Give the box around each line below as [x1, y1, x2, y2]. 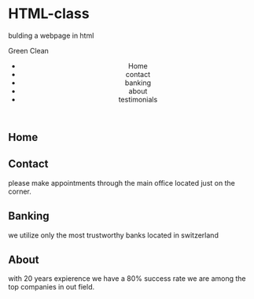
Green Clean [8, 46, 50, 55]
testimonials [118, 94, 158, 104]
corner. [8, 186, 31, 196]
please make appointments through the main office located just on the [8, 178, 236, 187]
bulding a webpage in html [8, 31, 94, 40]
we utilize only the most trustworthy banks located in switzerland [8, 230, 219, 240]
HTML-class [8, 5, 90, 23]
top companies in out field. [8, 282, 95, 292]
